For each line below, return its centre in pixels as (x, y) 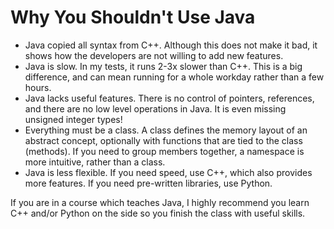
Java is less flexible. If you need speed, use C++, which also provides (168, 172)
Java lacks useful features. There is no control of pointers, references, (169, 98)
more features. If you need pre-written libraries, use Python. (148, 183)
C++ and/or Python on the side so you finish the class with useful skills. (158, 213)
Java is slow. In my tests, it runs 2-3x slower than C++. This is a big (163, 66)
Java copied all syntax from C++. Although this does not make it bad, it (171, 45)
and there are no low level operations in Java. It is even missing (155, 108)
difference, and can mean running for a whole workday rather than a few (174, 77)
